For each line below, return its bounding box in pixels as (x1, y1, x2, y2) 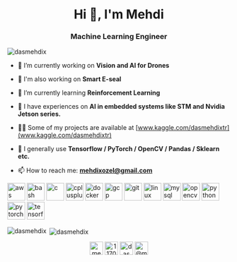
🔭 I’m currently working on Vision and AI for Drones (17, 61, 170, 70)
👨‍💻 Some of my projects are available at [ (17, 124, 139, 132)
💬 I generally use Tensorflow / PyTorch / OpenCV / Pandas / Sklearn (17, 145, 220, 153)
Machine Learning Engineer (70, 32, 168, 42)
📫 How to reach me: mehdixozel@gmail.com (17, 166, 153, 175)
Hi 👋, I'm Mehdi (74, 6, 164, 23)
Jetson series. (17, 109, 62, 119)
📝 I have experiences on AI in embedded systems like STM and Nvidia (17, 102, 225, 111)
